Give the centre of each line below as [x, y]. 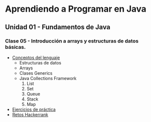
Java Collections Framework [48, 78]
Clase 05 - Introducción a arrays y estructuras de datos [72, 41]
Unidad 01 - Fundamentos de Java [58, 27]
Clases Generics [36, 73]
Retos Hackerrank [30, 114]
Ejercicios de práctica [34, 109]
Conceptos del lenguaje [36, 58]
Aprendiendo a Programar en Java [76, 9]
